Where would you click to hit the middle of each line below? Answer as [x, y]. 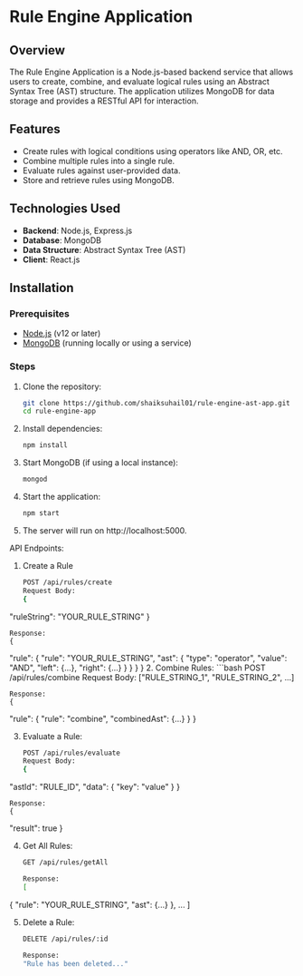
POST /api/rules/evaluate [71, 753]
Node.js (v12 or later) [62, 334]
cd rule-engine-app [59, 411]
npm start [41, 513]
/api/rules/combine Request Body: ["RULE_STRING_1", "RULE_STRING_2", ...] [152, 677]
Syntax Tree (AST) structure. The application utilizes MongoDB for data [142, 91]
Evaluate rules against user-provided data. [101, 171]
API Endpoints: [37, 548]
